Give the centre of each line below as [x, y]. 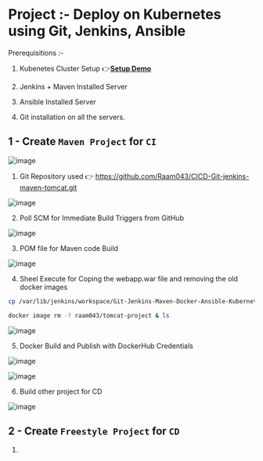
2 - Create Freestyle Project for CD [94, 431]
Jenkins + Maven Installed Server [73, 86]
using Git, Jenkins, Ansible [97, 31]
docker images [43, 287]
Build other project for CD [61, 391]
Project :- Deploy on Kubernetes [115, 15]
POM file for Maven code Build [69, 248]
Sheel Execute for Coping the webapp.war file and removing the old [129, 278]
